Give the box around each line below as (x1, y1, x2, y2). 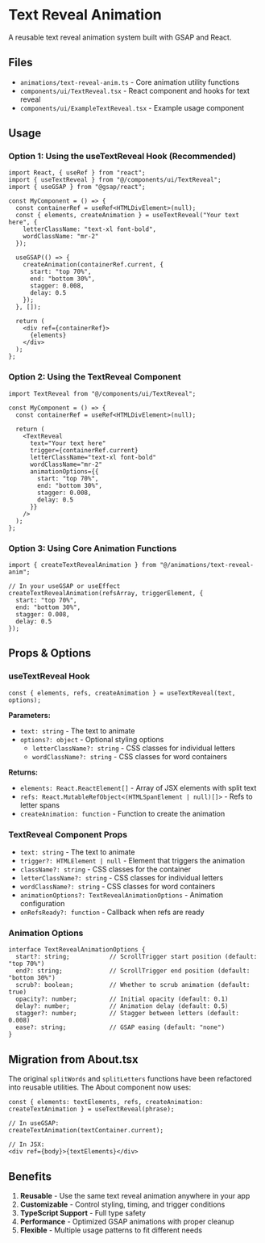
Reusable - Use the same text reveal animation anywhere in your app (19, 1191, 251, 1200)
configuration (19, 899, 65, 909)
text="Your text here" (29, 439, 106, 447)
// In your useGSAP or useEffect (8, 582, 121, 590)
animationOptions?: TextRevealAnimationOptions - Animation (19, 890, 224, 900)
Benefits (8, 1170, 52, 1183)
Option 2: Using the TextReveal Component (8, 372, 181, 383)
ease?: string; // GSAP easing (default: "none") (15, 1023, 226, 1031)
